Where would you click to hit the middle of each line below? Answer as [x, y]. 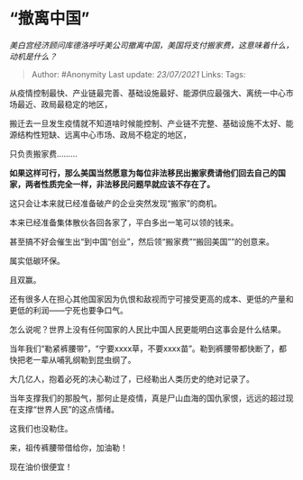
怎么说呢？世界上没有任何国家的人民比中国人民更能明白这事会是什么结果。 [147, 329]
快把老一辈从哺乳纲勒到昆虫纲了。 [73, 359]
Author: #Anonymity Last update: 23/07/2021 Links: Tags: [138, 74]
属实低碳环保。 [37, 260]
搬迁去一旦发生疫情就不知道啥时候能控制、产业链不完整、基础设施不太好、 [147, 123]
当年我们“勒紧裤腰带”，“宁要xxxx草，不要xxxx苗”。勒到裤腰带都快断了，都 [148, 349]
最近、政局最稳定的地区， [64, 104]
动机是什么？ [33, 56]
